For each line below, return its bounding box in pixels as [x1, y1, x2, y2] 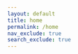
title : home [7, 17, 43, 24]
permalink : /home [7, 23, 59, 30]
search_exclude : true [7, 36, 72, 43]
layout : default [7, 10, 55, 18]
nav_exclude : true [7, 29, 62, 37]
